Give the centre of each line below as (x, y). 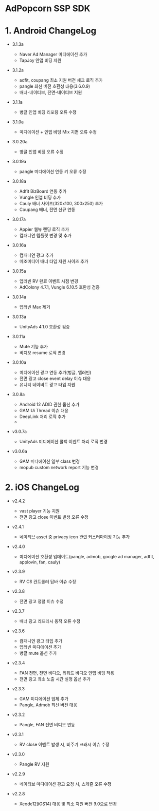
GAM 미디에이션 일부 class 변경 (50, 461)
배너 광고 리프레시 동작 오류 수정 (50, 621)
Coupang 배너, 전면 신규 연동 (47, 209)
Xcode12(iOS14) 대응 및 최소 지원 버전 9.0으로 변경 (68, 804)
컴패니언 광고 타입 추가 (41, 641)
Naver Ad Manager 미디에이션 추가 (53, 55)
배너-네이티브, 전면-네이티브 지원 (51, 93)
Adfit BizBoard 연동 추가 (43, 191)
